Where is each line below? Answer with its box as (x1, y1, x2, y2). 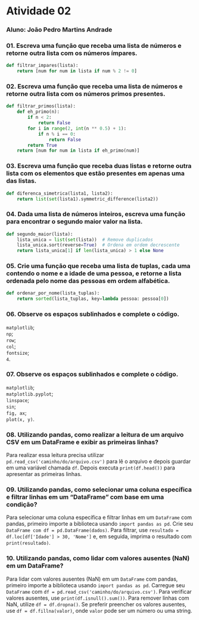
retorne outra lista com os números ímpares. (6, 49, 138, 57)
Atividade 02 (6, 4, 71, 18)
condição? (6, 501, 38, 509)
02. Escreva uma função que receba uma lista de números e (6, 82, 183, 91)
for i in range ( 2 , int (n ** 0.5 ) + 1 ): (27, 125, 127, 131)
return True (27, 142, 58, 148)
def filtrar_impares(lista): (6, 63, 79, 69)
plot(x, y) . (6, 415, 35, 422)
